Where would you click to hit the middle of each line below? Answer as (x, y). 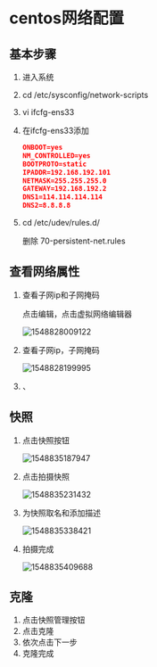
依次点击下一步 (50, 642)
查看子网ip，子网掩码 (61, 350)
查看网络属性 (45, 272)
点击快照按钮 (45, 440)
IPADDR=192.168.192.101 (66, 172)
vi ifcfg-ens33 (48, 112)
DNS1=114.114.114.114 (62, 197)
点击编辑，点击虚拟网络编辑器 (77, 314)
